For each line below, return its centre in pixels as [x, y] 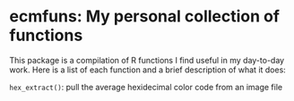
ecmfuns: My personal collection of [145, 17]
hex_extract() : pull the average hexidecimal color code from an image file [146, 87]
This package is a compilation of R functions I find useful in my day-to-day [147, 60]
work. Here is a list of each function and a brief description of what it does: [148, 70]
